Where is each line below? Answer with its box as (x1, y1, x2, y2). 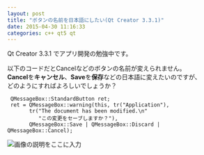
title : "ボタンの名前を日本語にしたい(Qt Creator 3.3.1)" (7, 17, 164, 24)
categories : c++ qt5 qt (7, 29, 77, 37)
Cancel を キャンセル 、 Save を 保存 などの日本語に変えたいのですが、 (7, 73, 201, 81)
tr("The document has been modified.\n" (29, 108, 148, 115)
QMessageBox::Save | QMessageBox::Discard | (29, 121, 160, 129)
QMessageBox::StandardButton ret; (10, 95, 111, 103)
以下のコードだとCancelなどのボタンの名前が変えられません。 (7, 64, 186, 73)
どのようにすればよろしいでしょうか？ (7, 81, 117, 90)
